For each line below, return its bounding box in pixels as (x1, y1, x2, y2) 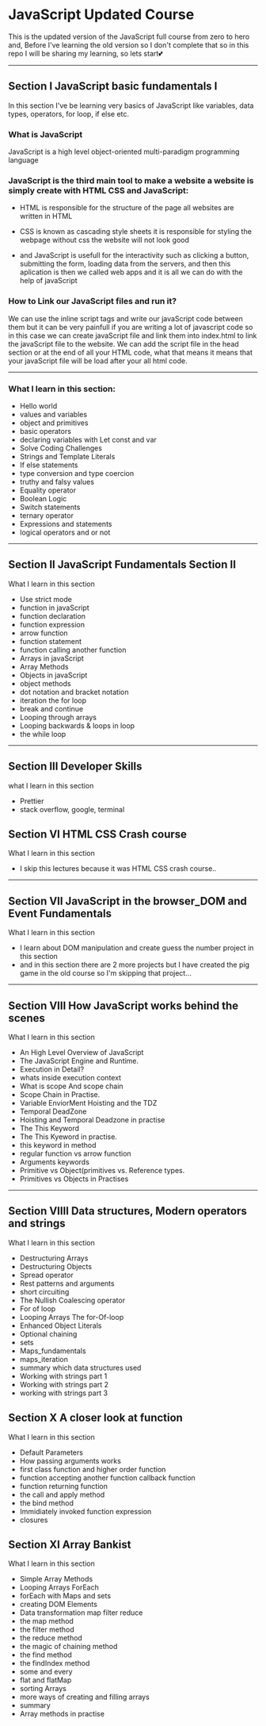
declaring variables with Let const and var (19, 435, 157, 444)
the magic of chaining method (19, 1642, 118, 1651)
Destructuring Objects (19, 1261, 93, 1271)
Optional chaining (19, 1329, 78, 1338)
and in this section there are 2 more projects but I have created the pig (19, 960, 250, 969)
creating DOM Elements (19, 1600, 97, 1609)
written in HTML (19, 212, 73, 221)
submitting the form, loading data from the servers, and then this (19, 259, 231, 269)
